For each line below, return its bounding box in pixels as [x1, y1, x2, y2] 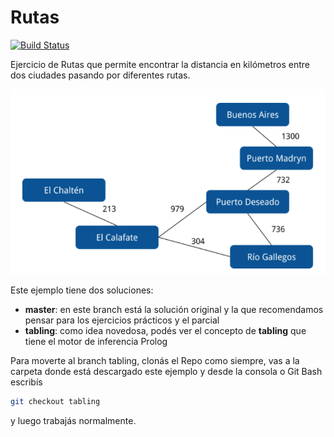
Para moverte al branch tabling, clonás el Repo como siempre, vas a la [10, 354, 300, 366]
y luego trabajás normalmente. [10, 414, 137, 426]
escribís [10, 376, 43, 388]
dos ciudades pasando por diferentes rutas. [10, 69, 191, 81]
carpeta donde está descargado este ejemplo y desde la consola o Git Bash [10, 365, 323, 377]
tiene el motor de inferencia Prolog [24, 335, 168, 347]
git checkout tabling [10, 396, 101, 406]
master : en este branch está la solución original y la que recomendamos [24, 303, 324, 315]
